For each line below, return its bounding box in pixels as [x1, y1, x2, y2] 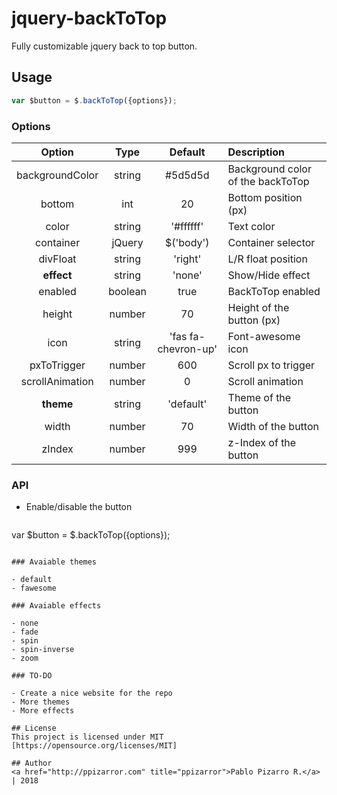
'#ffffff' [170, 219, 204, 233]
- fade [11, 627, 39, 637]
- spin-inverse [11, 645, 75, 655]
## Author [11, 758, 53, 769]
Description [227, 145, 285, 159]
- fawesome [11, 583, 57, 594]
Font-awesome [227, 329, 301, 343]
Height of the [227, 300, 290, 314]
